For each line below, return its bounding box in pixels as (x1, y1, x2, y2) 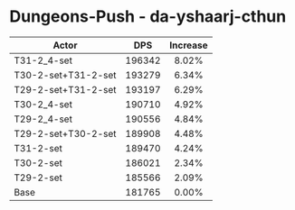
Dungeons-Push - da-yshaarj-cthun (9, 6, 287, 27)
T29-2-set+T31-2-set (14, 83, 117, 96)
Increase (169, 39, 208, 51)
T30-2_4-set (14, 97, 72, 110)
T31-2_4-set (14, 54, 72, 67)
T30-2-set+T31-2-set (14, 68, 117, 81)
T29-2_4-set (14, 113, 72, 125)
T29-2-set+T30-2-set (14, 127, 117, 140)
